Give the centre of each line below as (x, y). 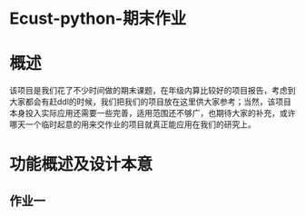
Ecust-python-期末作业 (98, 19)
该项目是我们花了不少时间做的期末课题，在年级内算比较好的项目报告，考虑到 (152, 91)
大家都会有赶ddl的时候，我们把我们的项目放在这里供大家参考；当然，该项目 (151, 102)
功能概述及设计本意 (81, 165)
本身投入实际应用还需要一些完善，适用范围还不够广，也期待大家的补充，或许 (152, 113)
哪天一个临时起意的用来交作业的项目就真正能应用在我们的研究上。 (133, 124)
